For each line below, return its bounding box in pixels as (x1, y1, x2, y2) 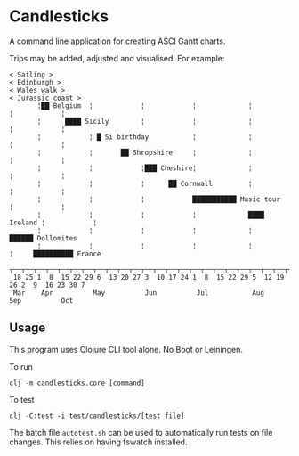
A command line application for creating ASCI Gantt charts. (9, 36, 226, 46)
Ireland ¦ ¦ (9, 218, 98, 227)
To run (9, 361, 34, 371)
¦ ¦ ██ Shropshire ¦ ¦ (36, 148, 253, 157)
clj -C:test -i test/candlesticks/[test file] (9, 411, 185, 420)
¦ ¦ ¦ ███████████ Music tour (36, 194, 280, 204)
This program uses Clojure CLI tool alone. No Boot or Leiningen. (9, 344, 243, 354)
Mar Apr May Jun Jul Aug (12, 288, 265, 297)
